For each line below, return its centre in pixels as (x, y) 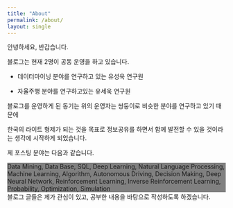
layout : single (29, 26)
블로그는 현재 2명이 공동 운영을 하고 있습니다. (68, 62)
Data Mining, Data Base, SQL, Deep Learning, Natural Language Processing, (116, 166)
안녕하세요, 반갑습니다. (38, 47)
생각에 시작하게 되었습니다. (51, 138)
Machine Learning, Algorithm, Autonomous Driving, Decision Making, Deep (114, 174)
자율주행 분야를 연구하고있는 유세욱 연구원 (74, 92)
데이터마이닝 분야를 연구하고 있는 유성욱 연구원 (80, 76)
